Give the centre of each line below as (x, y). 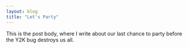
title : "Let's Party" (33, 17)
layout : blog (22, 11)
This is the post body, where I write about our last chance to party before (94, 33)
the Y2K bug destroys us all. (40, 40)
